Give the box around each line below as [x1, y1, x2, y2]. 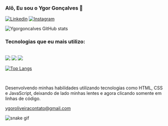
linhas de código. [5, 95, 41, 101]
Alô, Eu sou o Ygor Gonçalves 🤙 [5, 5, 83, 12]
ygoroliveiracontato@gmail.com [5, 105, 71, 111]
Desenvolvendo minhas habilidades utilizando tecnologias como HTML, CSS [5, 85, 163, 91]
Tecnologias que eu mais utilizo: [5, 38, 85, 45]
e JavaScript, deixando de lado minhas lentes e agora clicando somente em [5, 90, 162, 96]
